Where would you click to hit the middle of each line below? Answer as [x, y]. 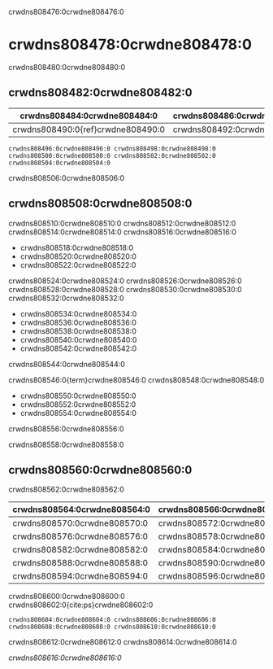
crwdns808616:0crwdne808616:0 [65, 658]
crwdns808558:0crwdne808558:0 [66, 444]
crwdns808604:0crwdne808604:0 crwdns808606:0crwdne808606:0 [113, 620]
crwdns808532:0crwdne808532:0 [66, 298]
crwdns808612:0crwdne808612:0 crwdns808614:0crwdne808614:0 [123, 642]
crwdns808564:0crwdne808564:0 [81, 509]
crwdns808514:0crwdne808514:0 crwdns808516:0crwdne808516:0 [123, 232]
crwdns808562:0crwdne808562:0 [66, 490]
